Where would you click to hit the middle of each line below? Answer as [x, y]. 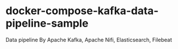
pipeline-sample [47, 23]
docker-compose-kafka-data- [82, 11]
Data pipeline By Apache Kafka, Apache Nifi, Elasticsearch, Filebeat [89, 40]
